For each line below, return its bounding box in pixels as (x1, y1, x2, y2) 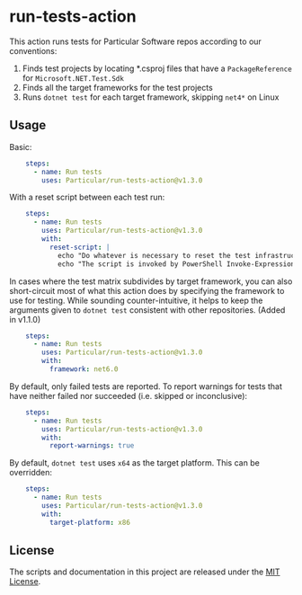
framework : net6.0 (49, 365, 119, 374)
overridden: (9, 467, 52, 478)
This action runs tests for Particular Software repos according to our (9, 36, 262, 47)
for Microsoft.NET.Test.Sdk (22, 72, 124, 83)
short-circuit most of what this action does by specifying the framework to (9, 285, 285, 296)
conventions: (9, 45, 58, 56)
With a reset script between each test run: (9, 191, 165, 203)
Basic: (9, 141, 32, 152)
